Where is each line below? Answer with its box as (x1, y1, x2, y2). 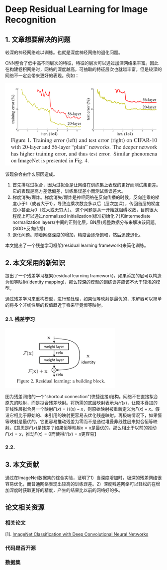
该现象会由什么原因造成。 (5, 171, 58, 177)
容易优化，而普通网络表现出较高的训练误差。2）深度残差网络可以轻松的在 (5, 481, 156, 487)
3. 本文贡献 (5, 461, 39, 469)
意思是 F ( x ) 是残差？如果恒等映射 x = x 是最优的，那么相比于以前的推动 (15, 425, 157, 431)
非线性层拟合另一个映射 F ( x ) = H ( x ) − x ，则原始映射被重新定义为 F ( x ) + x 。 (5, 406, 156, 412)
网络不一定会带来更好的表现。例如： (5, 72, 80, 78)
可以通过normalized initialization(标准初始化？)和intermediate (25, 213, 151, 219)
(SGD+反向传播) (12, 226, 46, 232)
